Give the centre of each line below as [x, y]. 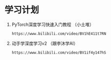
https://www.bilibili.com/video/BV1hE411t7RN [59, 34]
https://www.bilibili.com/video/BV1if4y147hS [59, 52]
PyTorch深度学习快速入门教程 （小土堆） [53, 24]
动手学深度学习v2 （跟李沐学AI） [45, 43]
